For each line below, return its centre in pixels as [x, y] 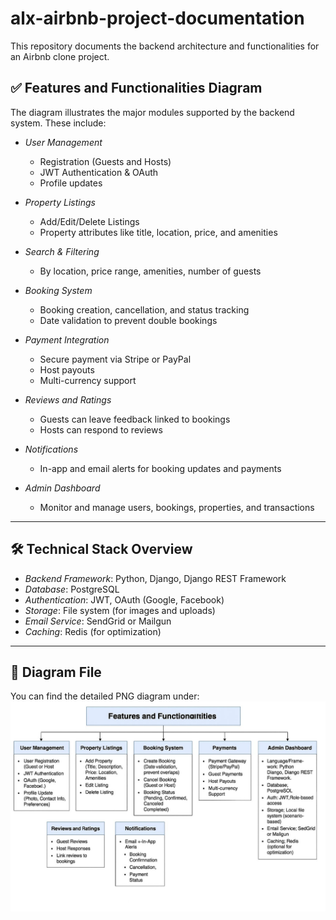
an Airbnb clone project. [60, 56]
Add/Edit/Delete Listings [89, 221]
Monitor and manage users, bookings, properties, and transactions [177, 507]
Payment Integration [67, 339]
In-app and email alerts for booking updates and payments [160, 468]
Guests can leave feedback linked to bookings [135, 419]
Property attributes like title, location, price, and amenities [158, 232]
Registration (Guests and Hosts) [105, 161]
